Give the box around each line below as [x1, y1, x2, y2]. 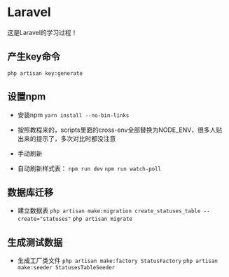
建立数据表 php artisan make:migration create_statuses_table [17, 206, 201, 215]
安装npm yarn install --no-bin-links [17, 110, 130, 119]
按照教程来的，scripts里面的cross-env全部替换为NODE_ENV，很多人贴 [17, 126, 223, 134]
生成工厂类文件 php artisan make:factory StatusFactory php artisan [17, 257, 218, 265]
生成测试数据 [7, 236, 63, 248]
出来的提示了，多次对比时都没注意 [17, 134, 116, 142]
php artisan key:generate [7, 69, 83, 77]
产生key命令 [7, 50, 61, 63]
